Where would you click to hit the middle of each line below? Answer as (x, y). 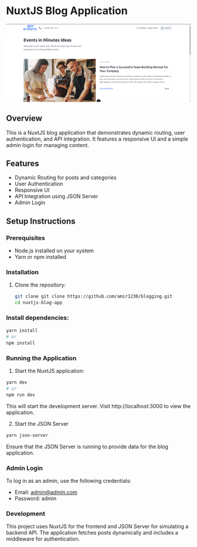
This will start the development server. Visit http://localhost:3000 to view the (98, 406)
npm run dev (21, 395)
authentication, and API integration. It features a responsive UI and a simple (97, 139)
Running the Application (41, 358)
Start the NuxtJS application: (49, 371)
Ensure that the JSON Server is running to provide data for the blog (87, 446)
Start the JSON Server (42, 423)
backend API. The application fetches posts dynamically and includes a (92, 533)
